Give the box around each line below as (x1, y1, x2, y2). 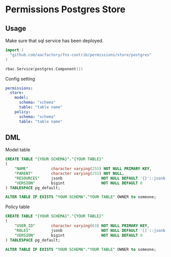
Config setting (5, 75, 35, 82)
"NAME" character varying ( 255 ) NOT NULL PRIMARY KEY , (14, 166, 152, 171)
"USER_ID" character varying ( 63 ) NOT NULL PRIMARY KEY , (14, 223, 150, 229)
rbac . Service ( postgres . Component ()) (5, 66, 83, 71)
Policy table (5, 204, 30, 210)
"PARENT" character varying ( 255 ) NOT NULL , (14, 171, 125, 176)
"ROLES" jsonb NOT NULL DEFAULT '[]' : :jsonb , (14, 228, 168, 233)
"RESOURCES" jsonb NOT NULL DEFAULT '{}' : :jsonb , (14, 175, 168, 181)
